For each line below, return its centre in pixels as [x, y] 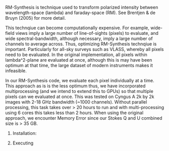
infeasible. [16, 71]
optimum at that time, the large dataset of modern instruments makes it [79, 65]
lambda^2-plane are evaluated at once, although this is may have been [79, 60]
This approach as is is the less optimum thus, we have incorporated [75, 86]
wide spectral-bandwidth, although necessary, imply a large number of [79, 38]
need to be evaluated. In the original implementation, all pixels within [76, 55]
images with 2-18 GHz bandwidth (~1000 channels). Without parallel [76, 102]
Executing [23, 143]
